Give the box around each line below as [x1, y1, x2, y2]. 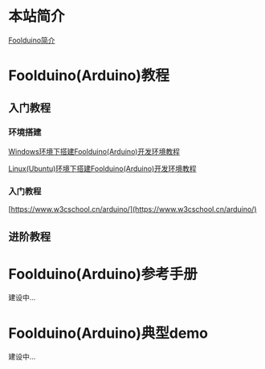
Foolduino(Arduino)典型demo [8, 324, 209, 342]
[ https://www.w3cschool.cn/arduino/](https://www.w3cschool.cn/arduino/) [8, 205, 257, 214]
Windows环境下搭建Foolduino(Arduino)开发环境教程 [8, 146, 181, 156]
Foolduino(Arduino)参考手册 [8, 265, 198, 283]
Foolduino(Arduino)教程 [8, 67, 170, 85]
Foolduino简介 [8, 35, 55, 45]
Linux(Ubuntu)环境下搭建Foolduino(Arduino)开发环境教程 [8, 164, 197, 173]
